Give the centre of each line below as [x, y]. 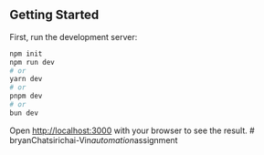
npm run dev [32, 62]
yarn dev [26, 79]
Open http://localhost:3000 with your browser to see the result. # [132, 130]
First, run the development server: [74, 36]
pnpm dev [26, 96]
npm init [26, 54]
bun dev [24, 113]
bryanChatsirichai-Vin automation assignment [94, 139]
